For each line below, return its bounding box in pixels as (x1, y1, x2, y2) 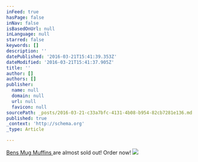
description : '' (6, 48, 47, 54)
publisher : (6, 82, 34, 88)
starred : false (6, 37, 45, 43)
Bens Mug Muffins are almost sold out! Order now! (6, 149, 131, 156)
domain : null (11, 93, 45, 99)
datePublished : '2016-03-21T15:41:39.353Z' (6, 54, 117, 60)
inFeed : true (6, 8, 39, 15)
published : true (6, 115, 47, 121)
